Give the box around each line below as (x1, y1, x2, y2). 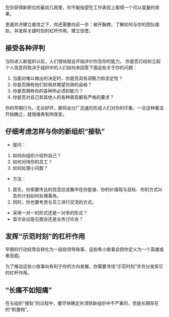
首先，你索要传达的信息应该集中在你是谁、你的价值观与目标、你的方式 (12, 186, 158, 193)
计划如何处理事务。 (21, 193, 61, 199)
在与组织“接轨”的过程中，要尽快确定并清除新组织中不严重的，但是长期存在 (5, 300, 159, 306)
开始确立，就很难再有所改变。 (5, 111, 67, 117)
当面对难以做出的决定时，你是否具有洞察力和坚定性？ (12, 75, 123, 81)
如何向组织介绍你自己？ (12, 152, 61, 158)
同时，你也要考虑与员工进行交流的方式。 (12, 199, 97, 205)
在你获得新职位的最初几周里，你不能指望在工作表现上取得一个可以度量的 (5, 5, 155, 10)
